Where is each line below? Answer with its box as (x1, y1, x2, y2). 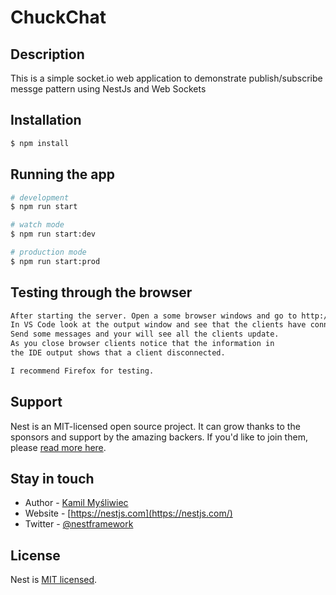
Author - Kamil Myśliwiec (24, 497, 129, 509)
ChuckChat (10, 6, 107, 29)
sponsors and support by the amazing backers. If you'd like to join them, (10, 431, 308, 443)
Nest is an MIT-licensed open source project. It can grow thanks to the (10, 420, 301, 432)
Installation (10, 112, 82, 129)
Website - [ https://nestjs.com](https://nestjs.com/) (24, 507, 233, 520)
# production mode (10, 247, 87, 257)
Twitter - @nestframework (24, 518, 134, 530)
